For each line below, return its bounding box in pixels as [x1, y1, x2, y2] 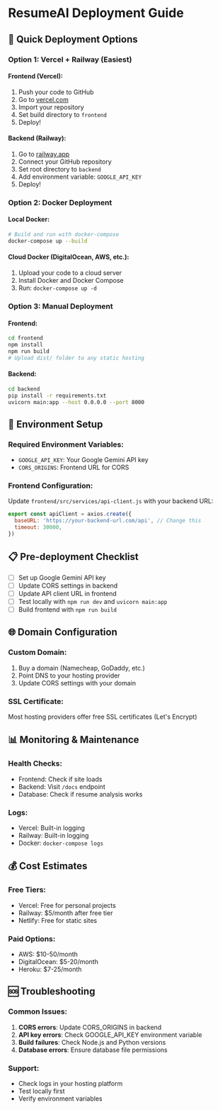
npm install [8, 341, 43, 348]
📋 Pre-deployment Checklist [8, 551, 139, 563]
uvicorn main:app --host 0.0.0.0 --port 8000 [8, 398, 144, 405]
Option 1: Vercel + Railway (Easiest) [8, 55, 132, 65]
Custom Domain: [8, 647, 67, 657]
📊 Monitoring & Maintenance [8, 734, 140, 746]
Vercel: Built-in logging [18, 824, 86, 832]
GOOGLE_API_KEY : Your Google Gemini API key [18, 456, 149, 464]
